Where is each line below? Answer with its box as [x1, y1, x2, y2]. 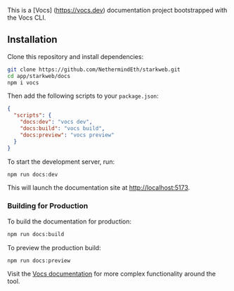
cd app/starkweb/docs [7, 72, 71, 79]
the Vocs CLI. [7, 13, 46, 22]
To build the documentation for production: [7, 217, 132, 226]
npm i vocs [7, 79, 39, 86]
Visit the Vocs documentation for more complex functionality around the [7, 270, 216, 278]
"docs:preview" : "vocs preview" [20, 131, 115, 138]
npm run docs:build [7, 231, 65, 238]
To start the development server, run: [7, 157, 115, 166]
